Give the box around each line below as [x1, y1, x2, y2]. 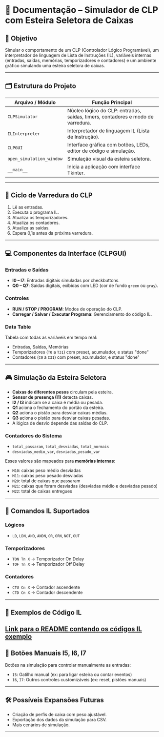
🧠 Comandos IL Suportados [5, 507, 90, 515]
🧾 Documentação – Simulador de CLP [5, 4, 159, 16]
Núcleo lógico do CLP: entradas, [67, 107, 142, 114]
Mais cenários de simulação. [12, 722, 70, 728]
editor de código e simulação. [67, 147, 136, 154]
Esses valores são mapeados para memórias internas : [5, 458, 116, 464]
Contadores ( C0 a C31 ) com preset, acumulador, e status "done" [12, 354, 140, 360]
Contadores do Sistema [5, 432, 62, 439]
